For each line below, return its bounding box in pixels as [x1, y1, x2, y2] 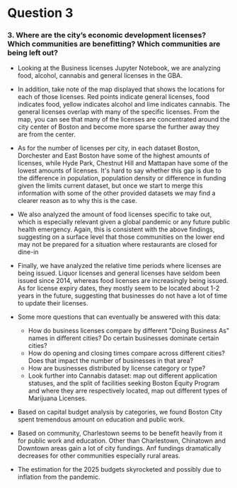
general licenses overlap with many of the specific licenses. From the [17, 108, 220, 116]
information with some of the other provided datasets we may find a [17, 189, 216, 197]
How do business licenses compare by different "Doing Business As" [28, 327, 230, 335]
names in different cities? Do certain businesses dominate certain [28, 334, 219, 342]
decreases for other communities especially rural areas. [17, 451, 180, 460]
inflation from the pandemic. [17, 472, 100, 482]
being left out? [7, 48, 59, 58]
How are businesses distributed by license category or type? [28, 364, 206, 373]
